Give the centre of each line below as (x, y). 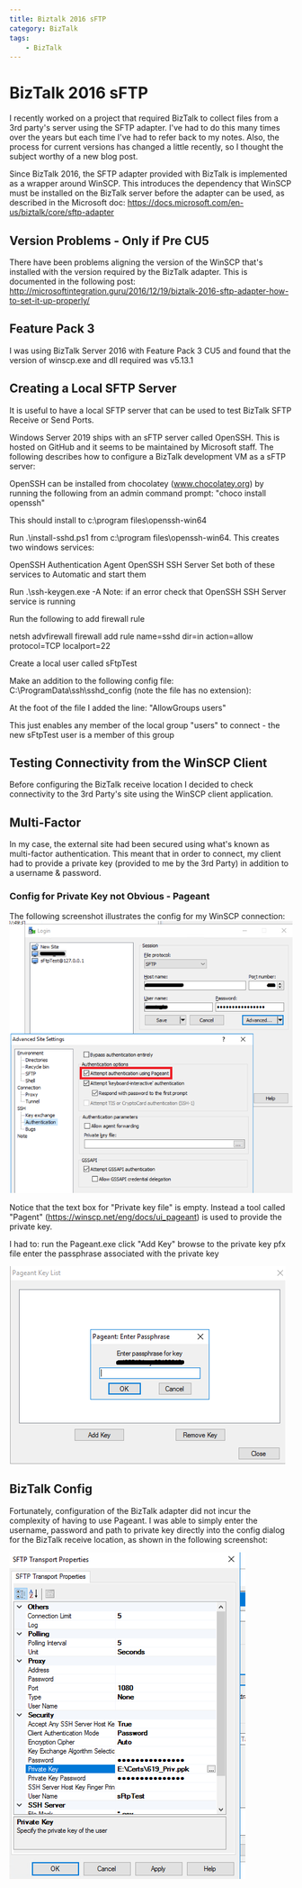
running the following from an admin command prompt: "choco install (138, 493)
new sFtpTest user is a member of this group (92, 734)
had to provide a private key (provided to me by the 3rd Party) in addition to (149, 863)
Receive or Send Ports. (52, 420)
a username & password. (55, 873)
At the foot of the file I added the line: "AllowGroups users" (118, 707)
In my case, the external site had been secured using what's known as (139, 844)
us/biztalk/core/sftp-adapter (62, 213)
